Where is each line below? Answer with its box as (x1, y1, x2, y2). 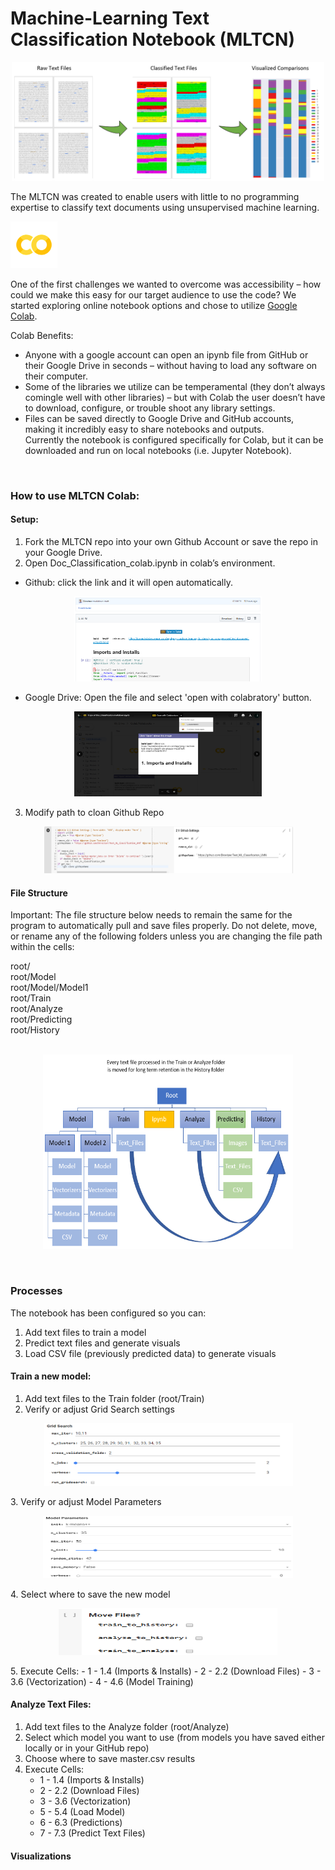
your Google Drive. (24, 547, 103, 559)
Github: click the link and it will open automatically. (24, 577, 234, 589)
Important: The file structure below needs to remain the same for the (10, 909, 293, 921)
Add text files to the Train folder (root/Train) (24, 1392, 205, 1404)
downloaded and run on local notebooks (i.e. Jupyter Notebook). (24, 444, 292, 456)
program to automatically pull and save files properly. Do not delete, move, (10, 920, 318, 932)
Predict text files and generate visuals (24, 1337, 181, 1349)
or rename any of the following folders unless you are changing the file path (10, 930, 323, 942)
